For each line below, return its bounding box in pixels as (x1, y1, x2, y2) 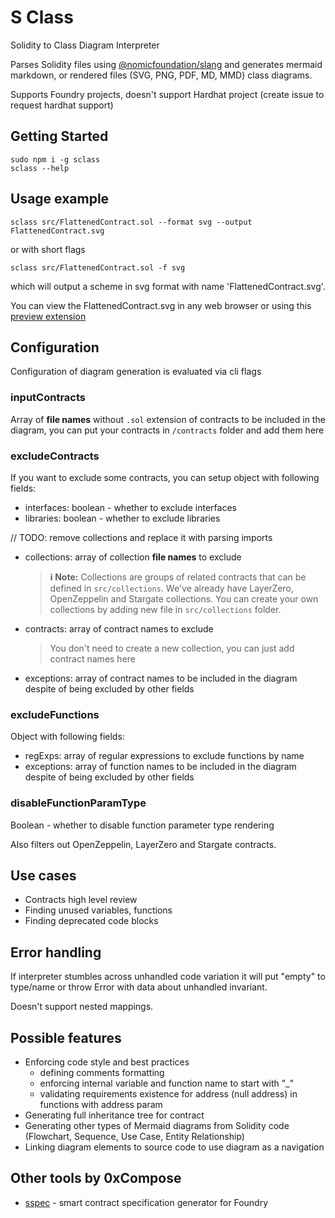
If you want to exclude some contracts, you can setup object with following (10, 471, 320, 483)
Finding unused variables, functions (24, 904, 173, 916)
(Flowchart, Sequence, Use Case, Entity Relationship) (24, 1131, 245, 1142)
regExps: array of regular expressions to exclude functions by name (24, 750, 305, 762)
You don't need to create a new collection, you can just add (49, 642, 295, 654)
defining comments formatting (39, 1067, 165, 1078)
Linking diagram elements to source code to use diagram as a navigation (24, 1141, 325, 1153)
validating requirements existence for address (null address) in (39, 1088, 298, 1100)
